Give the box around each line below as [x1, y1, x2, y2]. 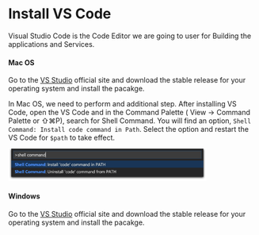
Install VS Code [8, 5, 112, 23]
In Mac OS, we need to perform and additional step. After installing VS [8, 99, 238, 109]
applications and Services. [8, 39, 95, 48]
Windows [8, 191, 40, 201]
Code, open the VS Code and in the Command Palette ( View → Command [8, 108, 251, 118]
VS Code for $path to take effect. [8, 133, 116, 143]
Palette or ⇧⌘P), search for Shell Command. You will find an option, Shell [8, 116, 252, 125]
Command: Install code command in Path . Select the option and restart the [8, 125, 249, 134]
